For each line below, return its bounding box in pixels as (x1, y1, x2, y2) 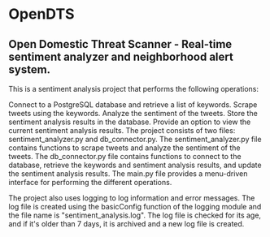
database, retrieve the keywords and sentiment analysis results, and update (8, 160, 262, 170)
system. (8, 62, 51, 76)
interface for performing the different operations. (8, 178, 172, 187)
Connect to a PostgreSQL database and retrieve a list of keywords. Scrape (8, 100, 258, 110)
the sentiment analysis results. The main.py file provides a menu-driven (8, 169, 248, 179)
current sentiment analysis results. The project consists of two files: (8, 126, 236, 135)
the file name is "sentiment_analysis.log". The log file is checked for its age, (8, 210, 262, 220)
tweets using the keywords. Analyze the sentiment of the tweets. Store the (8, 109, 258, 118)
